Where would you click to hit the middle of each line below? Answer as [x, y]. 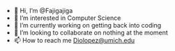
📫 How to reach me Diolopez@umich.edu [74, 40]
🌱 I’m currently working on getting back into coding [87, 25]
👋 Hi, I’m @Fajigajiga [43, 11]
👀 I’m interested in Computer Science [67, 18]
